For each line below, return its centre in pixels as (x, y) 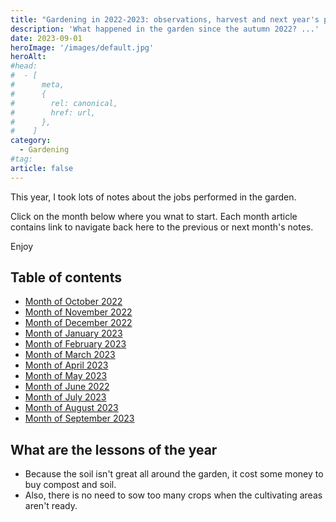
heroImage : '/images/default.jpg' (82, 47)
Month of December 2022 (78, 323)
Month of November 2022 (78, 312)
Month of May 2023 (66, 376)
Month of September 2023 (79, 418)
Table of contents (66, 277)
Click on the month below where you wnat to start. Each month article (154, 216)
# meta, (37, 85)
